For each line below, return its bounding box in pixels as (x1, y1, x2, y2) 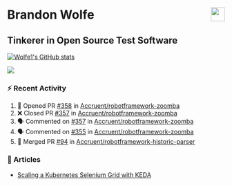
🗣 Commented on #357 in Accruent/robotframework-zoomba (17, 118, 194, 126)
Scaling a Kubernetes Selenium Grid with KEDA (17, 170, 152, 179)
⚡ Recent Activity (7, 83, 67, 93)
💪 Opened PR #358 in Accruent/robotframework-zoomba (17, 102, 180, 110)
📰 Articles (7, 155, 41, 165)
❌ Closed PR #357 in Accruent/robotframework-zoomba (17, 109, 177, 118)
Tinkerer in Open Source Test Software (7, 35, 178, 46)
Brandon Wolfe (7, 7, 95, 23)
